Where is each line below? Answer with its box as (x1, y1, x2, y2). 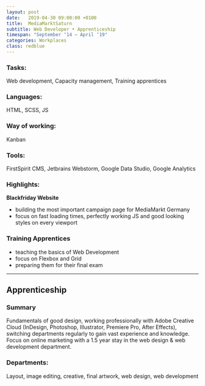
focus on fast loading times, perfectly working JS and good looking (15, 213, 184, 220)
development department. (6, 343, 72, 350)
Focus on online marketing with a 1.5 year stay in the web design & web (6, 336, 186, 344)
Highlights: (6, 180, 40, 189)
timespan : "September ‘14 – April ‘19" (6, 32, 108, 38)
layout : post (6, 9, 40, 15)
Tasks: (6, 63, 27, 72)
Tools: (6, 151, 26, 159)
